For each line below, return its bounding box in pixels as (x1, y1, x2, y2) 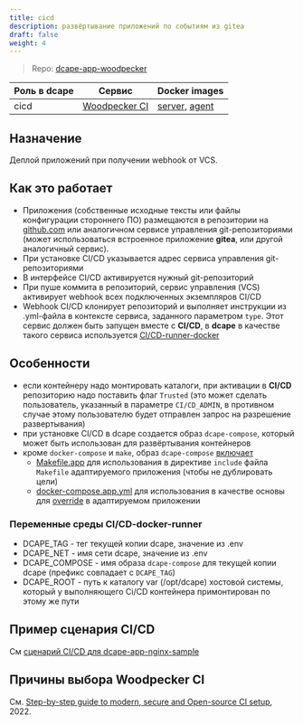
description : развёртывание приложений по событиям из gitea (9, 22, 245, 31)
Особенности (9, 356, 90, 371)
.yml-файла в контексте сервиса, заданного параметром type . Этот (22, 310, 284, 321)
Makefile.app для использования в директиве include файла (35, 456, 269, 467)
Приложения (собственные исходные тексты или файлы (22, 204, 241, 215)
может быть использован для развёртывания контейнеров (22, 437, 251, 448)
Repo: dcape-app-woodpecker (31, 63, 147, 74)
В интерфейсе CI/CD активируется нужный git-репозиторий (22, 272, 254, 283)
